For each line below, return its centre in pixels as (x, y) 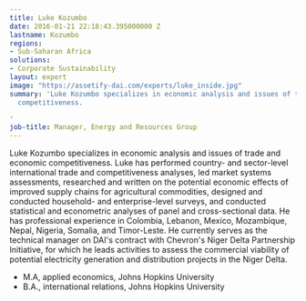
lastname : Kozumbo (44, 35)
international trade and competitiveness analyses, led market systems (140, 173)
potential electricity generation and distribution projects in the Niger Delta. (149, 259)
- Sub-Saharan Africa (51, 52)
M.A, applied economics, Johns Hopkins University (118, 277)
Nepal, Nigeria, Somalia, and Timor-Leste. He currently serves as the (138, 231)
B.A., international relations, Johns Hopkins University (123, 286)
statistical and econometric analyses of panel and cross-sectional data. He (150, 211)
